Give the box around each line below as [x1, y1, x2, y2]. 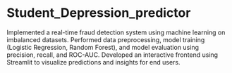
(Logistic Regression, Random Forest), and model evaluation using [6, 43, 199, 51]
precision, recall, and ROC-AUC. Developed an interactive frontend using [6, 51, 219, 59]
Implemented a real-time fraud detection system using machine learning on [6, 28, 226, 36]
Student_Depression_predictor [6, 5, 191, 21]
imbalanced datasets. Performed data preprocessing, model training [6, 35, 205, 44]
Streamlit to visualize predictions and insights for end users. [6, 58, 181, 66]
